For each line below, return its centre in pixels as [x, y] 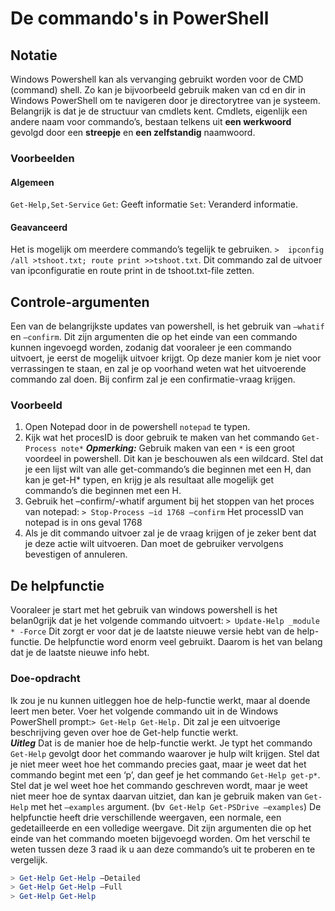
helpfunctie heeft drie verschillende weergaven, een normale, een [146, 817]
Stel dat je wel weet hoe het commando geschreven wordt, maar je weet [159, 785]
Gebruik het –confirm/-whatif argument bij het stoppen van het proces [169, 501]
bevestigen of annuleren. [76, 554]
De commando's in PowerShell [140, 18]
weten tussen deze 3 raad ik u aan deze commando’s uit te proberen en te [163, 849]
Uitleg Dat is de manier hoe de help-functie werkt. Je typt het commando [161, 743]
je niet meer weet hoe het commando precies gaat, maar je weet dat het [158, 764]
